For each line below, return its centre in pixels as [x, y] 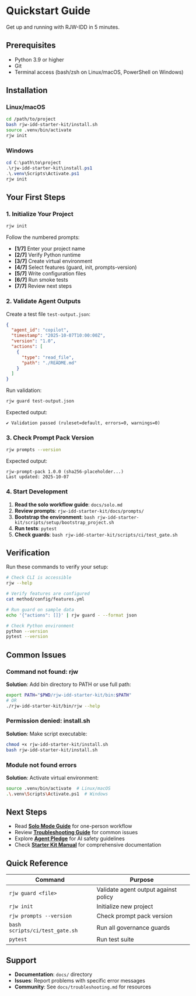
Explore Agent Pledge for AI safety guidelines [70, 838]
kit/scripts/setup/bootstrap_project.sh [64, 523]
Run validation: [24, 390]
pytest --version [27, 637]
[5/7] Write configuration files [50, 274]
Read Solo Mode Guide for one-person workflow [73, 826]
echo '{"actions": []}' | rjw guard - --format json [71, 615]
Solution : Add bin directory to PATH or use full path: [69, 684]
